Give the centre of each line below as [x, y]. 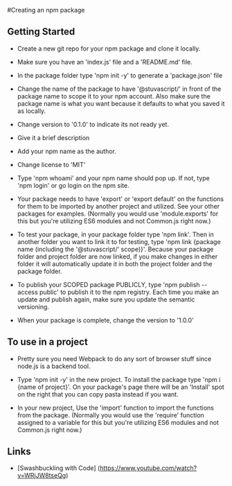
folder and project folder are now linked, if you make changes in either [117, 257]
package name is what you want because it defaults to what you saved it [121, 103]
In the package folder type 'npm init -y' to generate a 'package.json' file [120, 75]
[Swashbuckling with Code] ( [59, 468]
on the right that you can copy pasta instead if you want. [98, 394]
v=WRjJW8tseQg [42, 476]
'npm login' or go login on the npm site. [73, 185]
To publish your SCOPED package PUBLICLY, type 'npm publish [108, 284]
